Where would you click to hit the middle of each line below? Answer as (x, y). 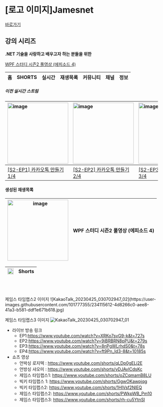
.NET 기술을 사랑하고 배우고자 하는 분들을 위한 (48, 54)
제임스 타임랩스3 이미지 (27, 320)
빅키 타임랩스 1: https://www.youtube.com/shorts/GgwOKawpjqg (83, 381)
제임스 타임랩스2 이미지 (27, 299)
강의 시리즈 (21, 41)
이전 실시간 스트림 (22, 91)
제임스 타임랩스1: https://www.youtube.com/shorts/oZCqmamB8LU (85, 375)
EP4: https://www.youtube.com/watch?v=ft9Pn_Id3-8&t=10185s (82, 351)
